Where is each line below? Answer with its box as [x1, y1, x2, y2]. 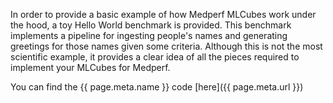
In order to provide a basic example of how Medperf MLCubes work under [10, 9, 317, 20]
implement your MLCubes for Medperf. [10, 62, 171, 73]
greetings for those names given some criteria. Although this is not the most [10, 40, 323, 52]
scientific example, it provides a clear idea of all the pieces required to [10, 51, 300, 63]
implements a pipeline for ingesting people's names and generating [10, 30, 288, 41]
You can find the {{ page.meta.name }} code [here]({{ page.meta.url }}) [10, 81, 304, 93]
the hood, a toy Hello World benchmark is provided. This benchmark [10, 19, 292, 31]
